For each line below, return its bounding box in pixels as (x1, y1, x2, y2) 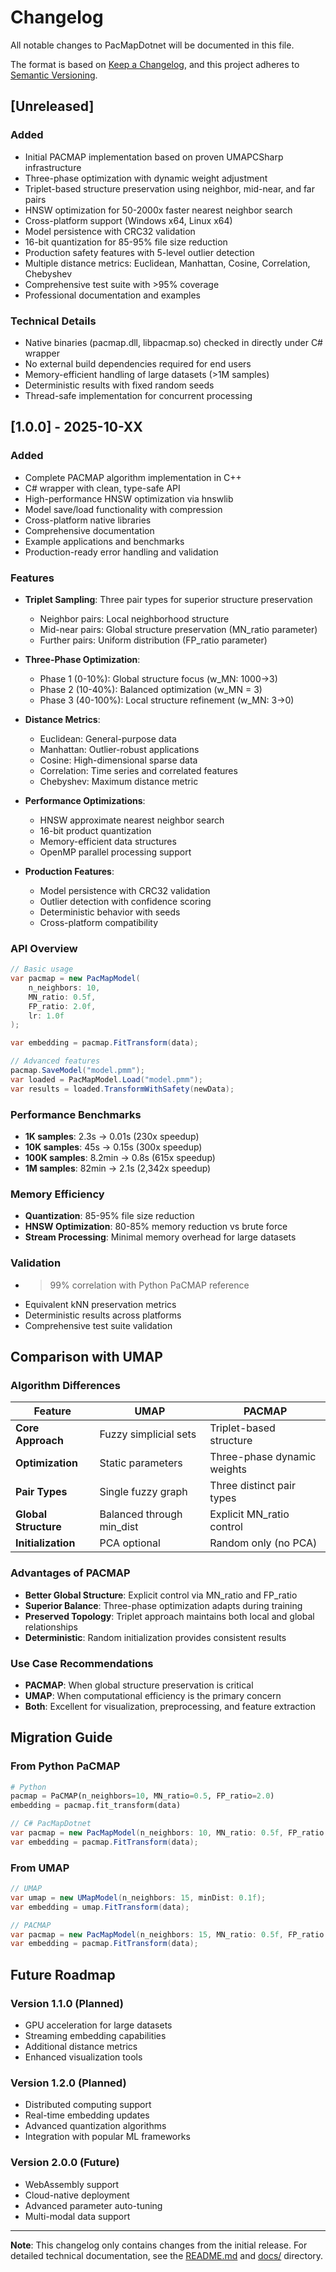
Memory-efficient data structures (39, 835, 177, 847)
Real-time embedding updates (24, 2109, 150, 2121)
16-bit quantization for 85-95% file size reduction (24, 236, 228, 248)
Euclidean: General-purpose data (39, 732, 177, 745)
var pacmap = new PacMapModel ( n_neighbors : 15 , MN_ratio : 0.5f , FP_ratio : (10, 1929, 329, 1940)
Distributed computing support (24, 2099, 152, 2111)
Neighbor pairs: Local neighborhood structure (39, 612, 230, 625)
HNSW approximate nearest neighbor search (39, 814, 225, 826)
